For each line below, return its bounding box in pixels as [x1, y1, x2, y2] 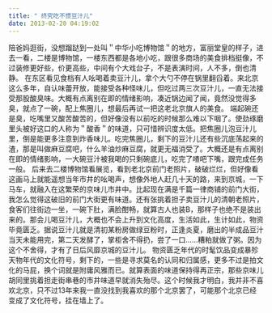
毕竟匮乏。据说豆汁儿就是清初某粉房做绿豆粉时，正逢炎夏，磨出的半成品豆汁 [8, 224, 264, 235]
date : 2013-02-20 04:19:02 [8, 19, 100, 27]
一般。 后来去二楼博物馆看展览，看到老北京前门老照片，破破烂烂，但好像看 [8, 163, 259, 174]
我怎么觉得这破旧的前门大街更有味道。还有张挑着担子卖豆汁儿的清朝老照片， [8, 194, 264, 204]
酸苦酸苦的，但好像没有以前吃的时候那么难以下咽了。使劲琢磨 [57, 113, 264, 123]
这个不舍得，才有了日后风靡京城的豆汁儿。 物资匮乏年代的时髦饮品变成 [8, 244, 244, 255]
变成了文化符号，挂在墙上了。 [8, 295, 108, 305]
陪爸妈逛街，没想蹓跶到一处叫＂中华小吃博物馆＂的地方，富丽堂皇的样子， [8, 42, 257, 53]
